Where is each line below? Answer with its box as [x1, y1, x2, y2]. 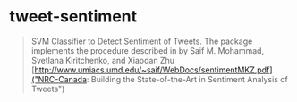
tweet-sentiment [9, 6, 138, 27]
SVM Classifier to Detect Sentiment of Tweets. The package [30, 36, 253, 47]
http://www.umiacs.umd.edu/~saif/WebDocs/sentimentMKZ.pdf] [34, 64, 273, 75]
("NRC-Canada [30, 73, 88, 84]
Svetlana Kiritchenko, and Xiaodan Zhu [30, 55, 174, 65]
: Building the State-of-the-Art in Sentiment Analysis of [86, 73, 289, 84]
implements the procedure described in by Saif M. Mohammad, [30, 45, 265, 55]
